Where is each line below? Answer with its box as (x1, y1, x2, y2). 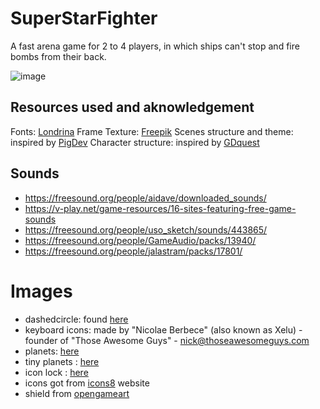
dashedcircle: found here (24, 313, 129, 325)
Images (10, 280, 73, 302)
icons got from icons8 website (24, 377, 150, 389)
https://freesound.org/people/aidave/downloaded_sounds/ (24, 192, 267, 204)
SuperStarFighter (10, 7, 158, 30)
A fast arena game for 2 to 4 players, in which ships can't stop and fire (10, 40, 300, 52)
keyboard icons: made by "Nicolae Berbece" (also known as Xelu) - (24, 323, 303, 336)
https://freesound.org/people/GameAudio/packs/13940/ (24, 234, 257, 246)
